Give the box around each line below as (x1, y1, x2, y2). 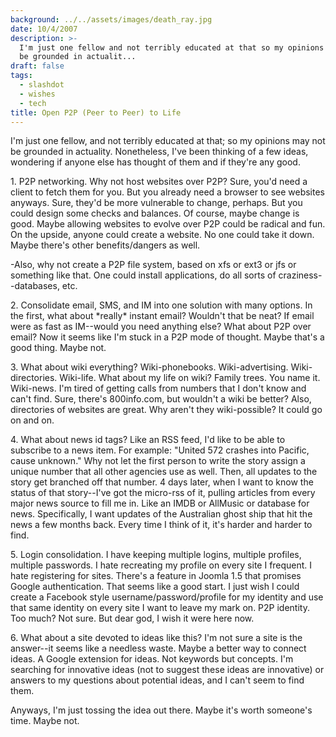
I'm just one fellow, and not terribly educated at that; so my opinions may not (10, 135, 326, 147)
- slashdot (19, 80, 65, 90)
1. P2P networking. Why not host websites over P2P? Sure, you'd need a (10, 176, 308, 188)
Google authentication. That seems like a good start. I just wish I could (10, 581, 300, 593)
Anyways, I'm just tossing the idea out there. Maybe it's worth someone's (10, 704, 313, 716)
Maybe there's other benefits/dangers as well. (10, 239, 201, 251)
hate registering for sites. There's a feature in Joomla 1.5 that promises (10, 570, 302, 582)
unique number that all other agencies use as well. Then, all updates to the (10, 466, 318, 478)
